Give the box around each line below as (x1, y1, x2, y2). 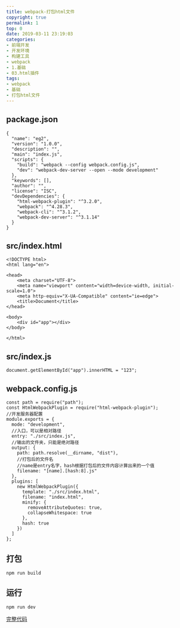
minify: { (21, 499, 46, 505)
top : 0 (6, 25, 23, 32)
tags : (6, 75, 20, 81)
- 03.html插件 (6, 70, 40, 76)
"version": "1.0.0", (11, 141, 63, 147)
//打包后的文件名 (17, 456, 54, 462)
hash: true (21, 520, 49, 526)
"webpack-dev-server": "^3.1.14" (17, 214, 100, 220)
